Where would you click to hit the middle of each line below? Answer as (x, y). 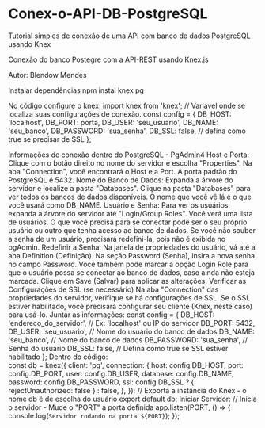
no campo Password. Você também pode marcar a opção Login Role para (129, 264)
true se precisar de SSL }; (50, 139)
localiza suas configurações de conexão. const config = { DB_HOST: (120, 114)
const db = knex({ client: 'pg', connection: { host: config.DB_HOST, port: (126, 365)
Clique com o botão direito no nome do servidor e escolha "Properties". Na (130, 162)
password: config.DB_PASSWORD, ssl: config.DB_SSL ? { (101, 382)
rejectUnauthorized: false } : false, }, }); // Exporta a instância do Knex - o (127, 390)
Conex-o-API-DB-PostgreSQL (108, 14)
